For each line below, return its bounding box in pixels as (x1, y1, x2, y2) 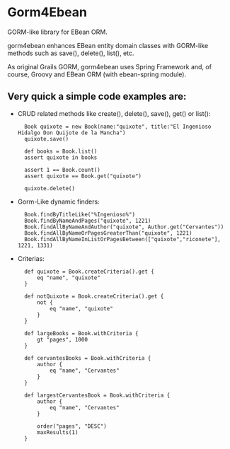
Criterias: (17, 254, 45, 262)
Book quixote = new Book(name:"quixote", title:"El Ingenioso (24, 123, 212, 130)
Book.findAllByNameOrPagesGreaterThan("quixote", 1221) (24, 229, 192, 237)
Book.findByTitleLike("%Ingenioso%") (24, 211, 136, 218)
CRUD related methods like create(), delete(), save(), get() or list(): (17, 109, 211, 117)
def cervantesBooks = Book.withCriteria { (24, 354, 151, 361)
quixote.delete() (24, 185, 76, 192)
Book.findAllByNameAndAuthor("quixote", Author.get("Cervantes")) (24, 223, 224, 231)
